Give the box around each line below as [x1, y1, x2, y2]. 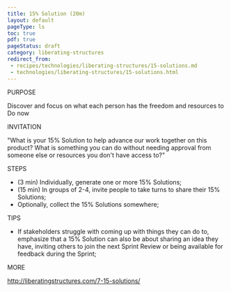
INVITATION [7, 122, 42, 131]
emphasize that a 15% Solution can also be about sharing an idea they [17, 235, 219, 243]
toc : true [7, 29, 36, 37]
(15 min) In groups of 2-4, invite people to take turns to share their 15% [17, 185, 221, 194]
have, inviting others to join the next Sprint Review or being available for [17, 242, 224, 250]
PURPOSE [7, 88, 36, 96]
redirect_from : [7, 56, 51, 63]
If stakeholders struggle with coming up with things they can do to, [17, 227, 209, 235]
